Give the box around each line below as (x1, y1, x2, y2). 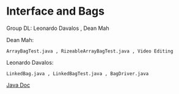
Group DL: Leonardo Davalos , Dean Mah (6, 24, 109, 32)
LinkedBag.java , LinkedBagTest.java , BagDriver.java (6, 70, 149, 77)
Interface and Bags (6, 4, 105, 18)
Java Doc (6, 81, 31, 89)
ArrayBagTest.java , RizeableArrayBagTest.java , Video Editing (6, 48, 174, 54)
